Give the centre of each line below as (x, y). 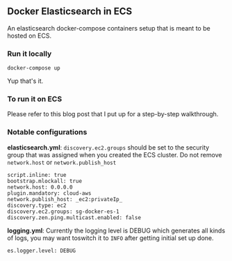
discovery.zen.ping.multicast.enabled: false (74, 217)
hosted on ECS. (30, 35)
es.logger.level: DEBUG (42, 251)
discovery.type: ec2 (37, 205)
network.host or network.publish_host (62, 162)
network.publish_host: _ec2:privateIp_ (65, 199)
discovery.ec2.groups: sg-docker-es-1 (63, 212)
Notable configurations (47, 132)
